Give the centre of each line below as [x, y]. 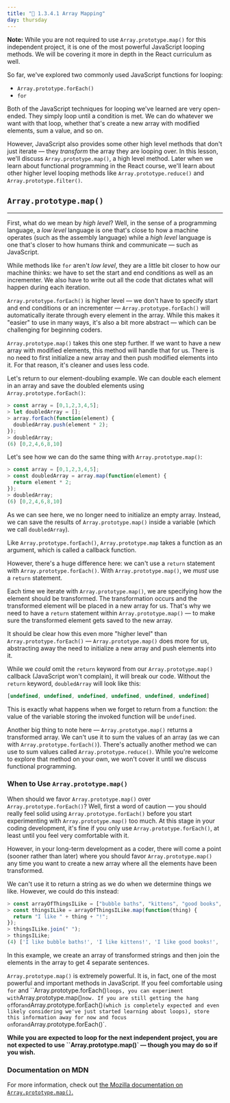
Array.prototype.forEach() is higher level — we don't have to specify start [112, 301]
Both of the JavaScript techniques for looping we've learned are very [104, 109]
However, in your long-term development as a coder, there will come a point [114, 848]
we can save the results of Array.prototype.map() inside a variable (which [112, 522]
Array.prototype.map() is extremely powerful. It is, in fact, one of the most [112, 975]
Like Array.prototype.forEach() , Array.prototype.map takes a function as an [115, 543]
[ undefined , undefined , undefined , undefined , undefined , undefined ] [108, 696]
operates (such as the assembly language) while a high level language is [109, 238]
